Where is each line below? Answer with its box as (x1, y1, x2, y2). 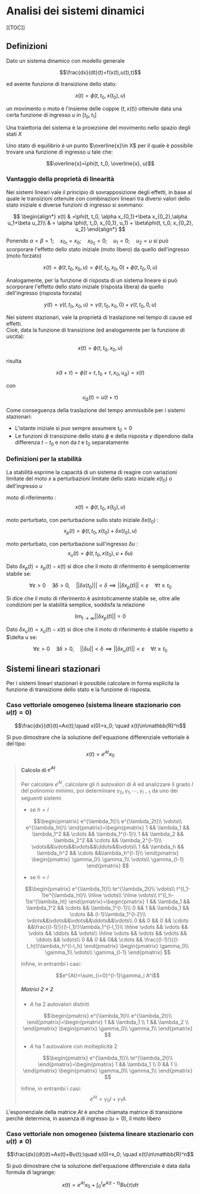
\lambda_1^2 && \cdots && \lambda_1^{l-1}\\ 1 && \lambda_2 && (32, 830, 184, 837)
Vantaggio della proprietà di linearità (6, 175, 115, 183)
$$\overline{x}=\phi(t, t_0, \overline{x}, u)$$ (46, 160, 155, 167)
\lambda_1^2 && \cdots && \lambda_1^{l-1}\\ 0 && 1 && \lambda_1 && (26, 904, 190, 911)
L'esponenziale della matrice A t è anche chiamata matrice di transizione (6, 1108, 183, 1115)
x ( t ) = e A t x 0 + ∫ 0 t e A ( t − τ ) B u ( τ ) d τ (61, 1180, 139, 1190)
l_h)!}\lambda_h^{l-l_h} (26, 943, 83, 950)
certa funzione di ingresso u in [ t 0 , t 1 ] (6, 111, 97, 120)
